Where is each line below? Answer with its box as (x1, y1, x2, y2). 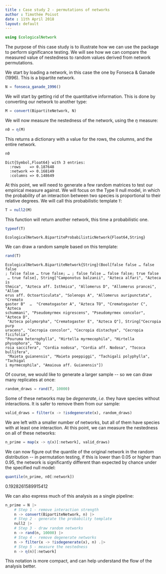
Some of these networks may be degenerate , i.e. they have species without (5, 395, 160, 401)
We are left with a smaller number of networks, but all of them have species (5, 419, 160, 425)
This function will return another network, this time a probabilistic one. (5, 216, 149, 222)
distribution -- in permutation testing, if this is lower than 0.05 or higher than (5, 454, 161, 460)
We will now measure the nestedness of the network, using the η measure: (5, 117, 158, 123)
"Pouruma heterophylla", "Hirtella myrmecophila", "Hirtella (5, 337, 135, 342)
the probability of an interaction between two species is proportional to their (5, 192, 161, 198)
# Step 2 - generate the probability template (14, 517, 112, 522)
